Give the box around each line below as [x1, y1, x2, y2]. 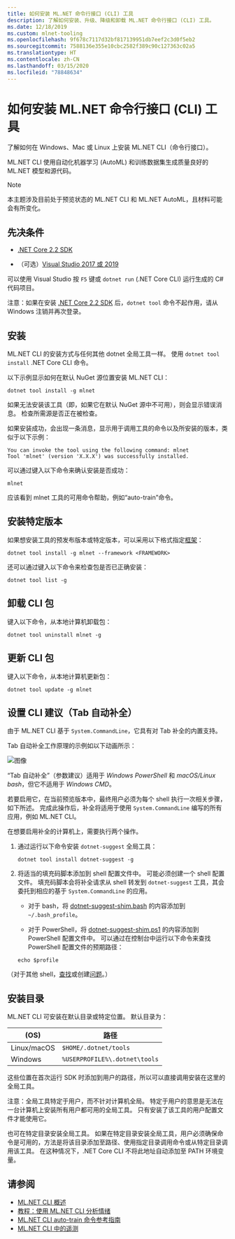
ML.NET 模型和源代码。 [7, 167, 76, 175]
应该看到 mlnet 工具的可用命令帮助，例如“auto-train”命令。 [7, 493, 177, 501]
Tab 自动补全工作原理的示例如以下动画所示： [7, 742, 136, 750]
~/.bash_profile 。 [27, 911, 82, 919]
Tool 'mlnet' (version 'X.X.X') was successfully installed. [7, 453, 190, 460]
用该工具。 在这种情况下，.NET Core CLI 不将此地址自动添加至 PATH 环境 [7, 1147, 218, 1156]
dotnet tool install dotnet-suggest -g [17, 856, 134, 864]
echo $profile [17, 957, 59, 964]
